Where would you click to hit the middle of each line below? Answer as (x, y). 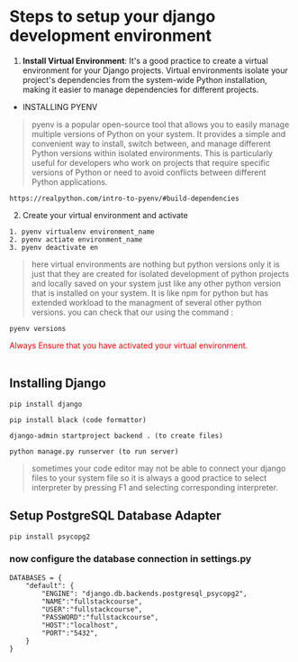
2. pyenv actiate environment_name (76, 239)
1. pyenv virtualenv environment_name (82, 232)
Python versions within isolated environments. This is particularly (152, 153)
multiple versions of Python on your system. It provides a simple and (158, 133)
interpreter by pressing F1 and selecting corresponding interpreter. (155, 487)
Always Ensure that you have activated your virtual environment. (129, 345)
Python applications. (69, 181)
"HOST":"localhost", (80, 625)
